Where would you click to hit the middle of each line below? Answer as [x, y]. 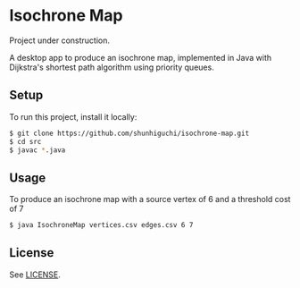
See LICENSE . [35, 275]
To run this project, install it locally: [73, 116]
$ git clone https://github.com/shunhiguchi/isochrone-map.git [129, 133]
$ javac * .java [37, 150]
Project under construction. [59, 40]
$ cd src [25, 141]
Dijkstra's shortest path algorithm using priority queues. [112, 67]
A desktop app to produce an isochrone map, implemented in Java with [141, 57]
